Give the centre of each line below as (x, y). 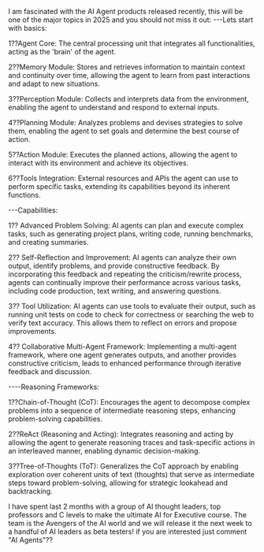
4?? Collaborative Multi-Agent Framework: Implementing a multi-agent (123, 346)
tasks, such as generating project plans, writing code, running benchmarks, (131, 234)
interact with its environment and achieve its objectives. (99, 163)
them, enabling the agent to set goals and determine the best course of (124, 131)
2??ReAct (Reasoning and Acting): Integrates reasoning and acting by (121, 434)
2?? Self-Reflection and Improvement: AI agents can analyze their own (122, 257)
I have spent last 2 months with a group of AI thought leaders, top (115, 506)
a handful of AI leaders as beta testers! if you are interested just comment (128, 532)
